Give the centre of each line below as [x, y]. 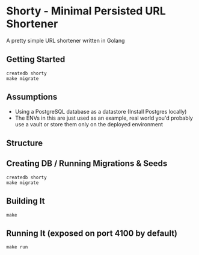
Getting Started [36, 59]
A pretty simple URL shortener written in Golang [66, 40]
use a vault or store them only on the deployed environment [89, 124]
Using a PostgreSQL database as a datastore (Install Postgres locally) [101, 111]
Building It [26, 201]
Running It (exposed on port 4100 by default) [92, 233]
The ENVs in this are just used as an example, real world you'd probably [104, 118]
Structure [25, 143]
